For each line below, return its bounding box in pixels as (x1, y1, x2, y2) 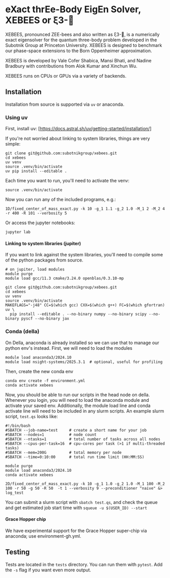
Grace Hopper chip (5, 516, 46, 522)
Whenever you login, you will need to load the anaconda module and (5, 397, 149, 403)
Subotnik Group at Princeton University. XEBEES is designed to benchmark (5, 42, 162, 48)
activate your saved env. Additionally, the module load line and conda (5, 402, 151, 408)
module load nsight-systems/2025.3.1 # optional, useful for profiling (5, 359, 163, 365)
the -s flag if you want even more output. (5, 567, 92, 573)
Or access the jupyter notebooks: (5, 220, 75, 226)
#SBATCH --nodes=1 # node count (5, 432, 97, 437)
